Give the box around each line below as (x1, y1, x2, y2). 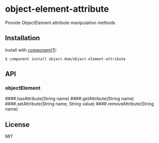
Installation (5, 34, 40, 42)
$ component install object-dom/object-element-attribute (5, 57, 126, 61)
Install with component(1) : (5, 47, 57, 53)
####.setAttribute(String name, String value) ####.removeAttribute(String (5, 101, 154, 107)
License (5, 120, 30, 129)
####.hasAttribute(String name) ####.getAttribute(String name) (5, 96, 134, 102)
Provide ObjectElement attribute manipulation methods (5, 20, 115, 26)
